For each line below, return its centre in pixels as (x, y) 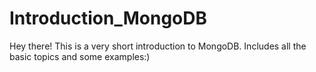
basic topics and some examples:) (80, 56)
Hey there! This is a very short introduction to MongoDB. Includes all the (158, 46)
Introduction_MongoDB (108, 18)
